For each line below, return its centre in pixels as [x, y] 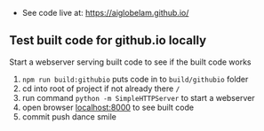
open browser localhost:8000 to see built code [108, 107]
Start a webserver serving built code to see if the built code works [130, 62]
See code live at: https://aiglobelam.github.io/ [105, 13]
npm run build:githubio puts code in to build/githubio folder [135, 79]
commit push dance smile [69, 116]
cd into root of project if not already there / [101, 89]
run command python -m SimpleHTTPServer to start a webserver [138, 97]
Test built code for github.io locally [108, 40]
